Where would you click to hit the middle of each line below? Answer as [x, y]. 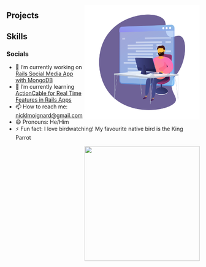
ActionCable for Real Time [48, 93]
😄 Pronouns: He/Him [42, 122]
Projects [23, 16]
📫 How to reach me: [41, 107]
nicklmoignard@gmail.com [49, 116]
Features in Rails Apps [43, 100]
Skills [17, 36]
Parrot [23, 138]
